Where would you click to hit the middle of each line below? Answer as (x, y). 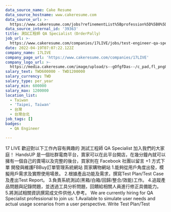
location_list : (21, 95)
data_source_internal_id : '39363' (42, 29)
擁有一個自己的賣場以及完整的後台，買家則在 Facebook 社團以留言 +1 (78, 161)
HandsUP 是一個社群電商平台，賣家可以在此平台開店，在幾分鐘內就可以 (90, 154)
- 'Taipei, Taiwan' (31, 105)
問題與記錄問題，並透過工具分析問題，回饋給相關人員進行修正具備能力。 (85, 186)
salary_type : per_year (29, 81)
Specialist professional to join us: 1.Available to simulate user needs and (80, 198)
